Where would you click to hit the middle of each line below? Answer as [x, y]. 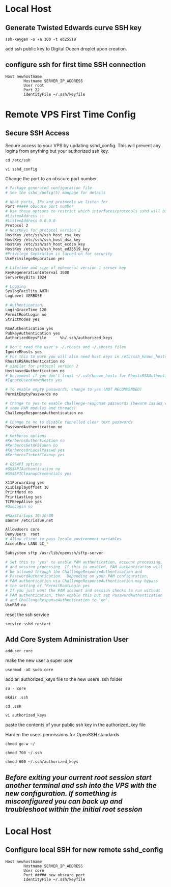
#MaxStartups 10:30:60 [29, 516]
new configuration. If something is [61, 793]
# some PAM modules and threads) [41, 408]
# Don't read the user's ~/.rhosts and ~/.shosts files [66, 347]
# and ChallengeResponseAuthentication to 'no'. [58, 600]
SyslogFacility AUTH [27, 291]
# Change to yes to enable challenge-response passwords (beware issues [84, 404]
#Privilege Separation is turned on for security [59, 254]
